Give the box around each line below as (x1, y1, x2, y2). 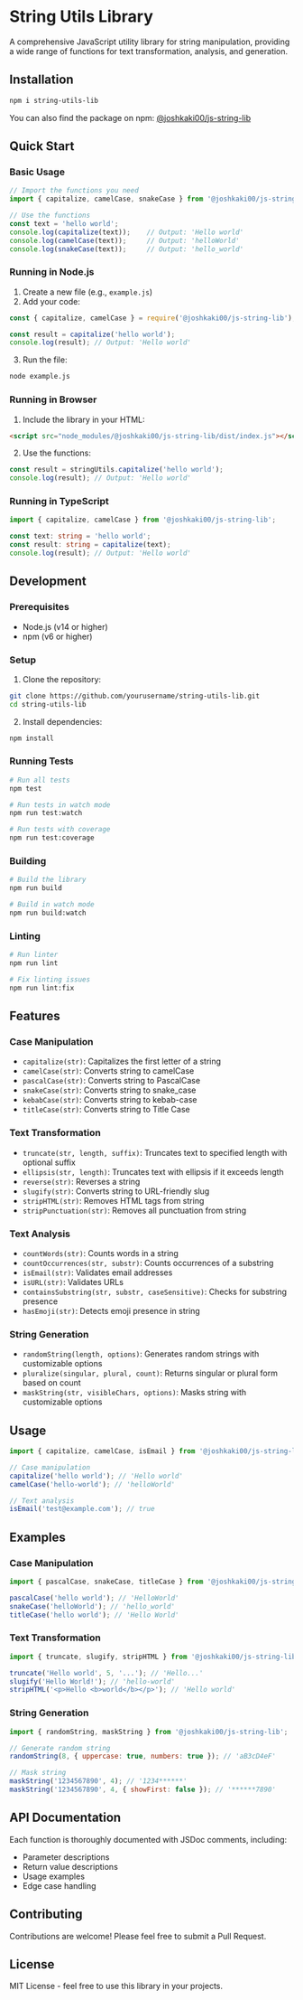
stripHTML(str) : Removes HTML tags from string (22, 1195, 205, 1206)
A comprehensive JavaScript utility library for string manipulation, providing (9, 36, 290, 47)
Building (9, 855, 47, 868)
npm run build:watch (9, 908, 87, 918)
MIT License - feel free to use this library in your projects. (9, 1981, 224, 1992)
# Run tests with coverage (9, 825, 111, 834)
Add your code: (22, 296, 81, 306)
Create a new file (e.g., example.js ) (22, 286, 153, 297)
